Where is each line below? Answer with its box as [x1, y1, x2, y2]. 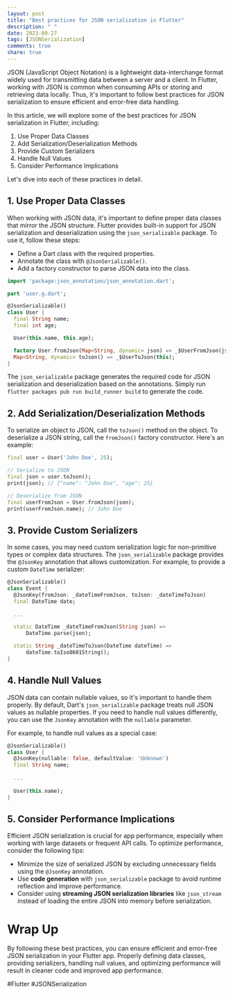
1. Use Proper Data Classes [7, 195, 126, 207]
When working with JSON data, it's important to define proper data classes [7, 214, 222, 222]
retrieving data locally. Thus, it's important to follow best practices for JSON [7, 90, 224, 98]
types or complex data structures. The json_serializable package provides [7, 550, 224, 559]
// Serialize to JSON [7, 467, 70, 474]
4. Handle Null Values [7, 675, 102, 687]
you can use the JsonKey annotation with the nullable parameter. [7, 715, 193, 723]
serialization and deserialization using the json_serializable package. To [7, 228, 217, 237]
